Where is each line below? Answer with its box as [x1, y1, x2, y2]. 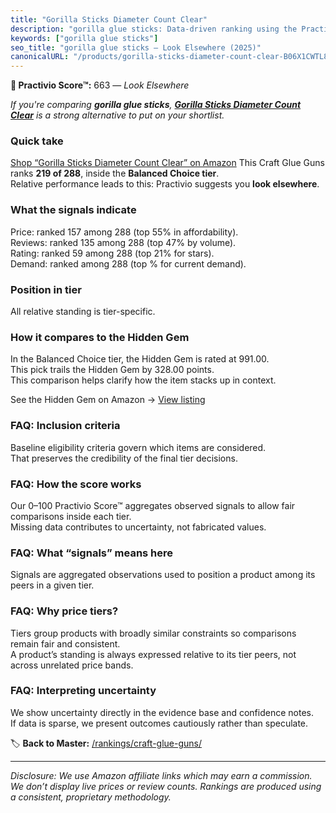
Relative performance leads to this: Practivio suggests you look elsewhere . [10, 178, 320, 190]
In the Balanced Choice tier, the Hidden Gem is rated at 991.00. [10, 353, 270, 365]
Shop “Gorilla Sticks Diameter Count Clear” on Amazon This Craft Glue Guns [10, 157, 325, 169]
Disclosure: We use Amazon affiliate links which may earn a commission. [10, 769, 313, 781]
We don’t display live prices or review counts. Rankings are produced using [10, 780, 322, 792]
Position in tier [10, 282, 82, 296]
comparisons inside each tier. [10, 510, 132, 522]
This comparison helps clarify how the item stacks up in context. [10, 374, 277, 386]
